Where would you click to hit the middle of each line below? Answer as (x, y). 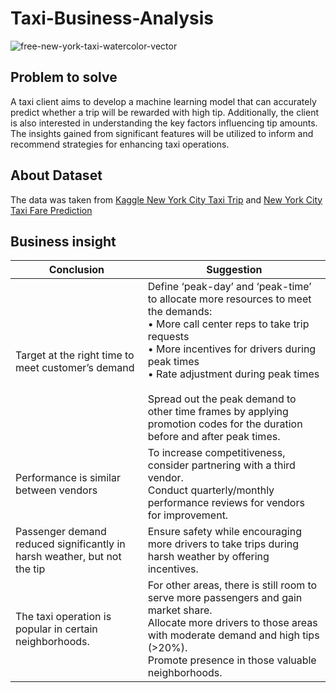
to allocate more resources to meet (229, 299)
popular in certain (56, 629)
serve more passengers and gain (225, 598)
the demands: (180, 312)
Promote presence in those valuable (232, 660)
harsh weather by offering (208, 557)
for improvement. (188, 515)
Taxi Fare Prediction (51, 210)
